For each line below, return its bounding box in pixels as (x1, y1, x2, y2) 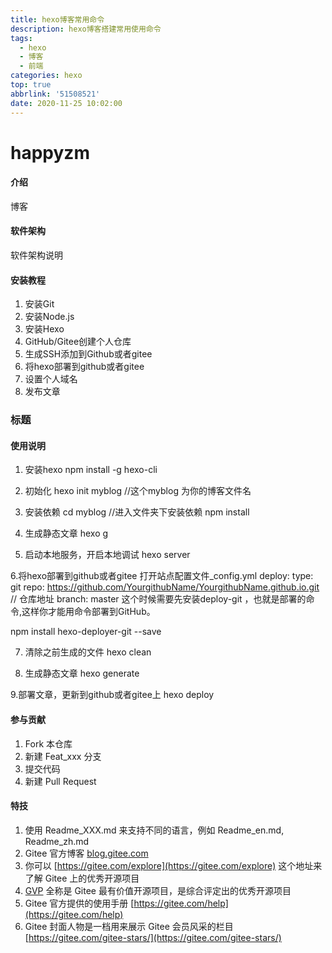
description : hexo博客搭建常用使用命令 (10, 24, 162, 34)
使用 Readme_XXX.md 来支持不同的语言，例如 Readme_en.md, (24, 824, 285, 836)
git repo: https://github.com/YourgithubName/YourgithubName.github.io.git (10, 581, 320, 593)
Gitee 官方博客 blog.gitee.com (24, 847, 149, 859)
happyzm (10, 141, 90, 164)
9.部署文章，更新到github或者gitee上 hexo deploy (10, 689, 215, 701)
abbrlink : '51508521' (10, 89, 101, 99)
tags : (10, 33, 33, 43)
